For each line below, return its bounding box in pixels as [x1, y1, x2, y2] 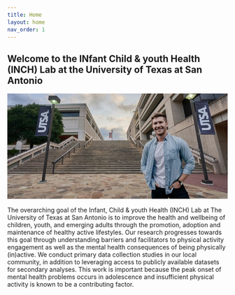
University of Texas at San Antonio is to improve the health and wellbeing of [7, 213, 226, 222]
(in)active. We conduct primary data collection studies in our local [7, 250, 197, 259]
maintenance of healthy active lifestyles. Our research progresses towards [7, 228, 222, 237]
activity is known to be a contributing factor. [7, 280, 134, 289]
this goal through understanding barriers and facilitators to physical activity [7, 236, 225, 244]
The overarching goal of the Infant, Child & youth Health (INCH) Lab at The [7, 206, 222, 215]
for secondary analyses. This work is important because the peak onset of [7, 266, 222, 274]
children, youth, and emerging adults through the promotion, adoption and [7, 221, 221, 229]
